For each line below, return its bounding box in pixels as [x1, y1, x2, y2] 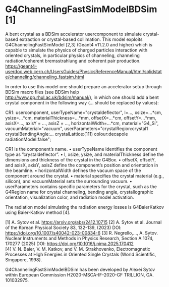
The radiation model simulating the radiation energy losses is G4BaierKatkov [5, 204, 164, 210]
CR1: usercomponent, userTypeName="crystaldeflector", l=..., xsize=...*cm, [5, 109, 162, 116]
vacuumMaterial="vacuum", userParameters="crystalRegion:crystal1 [5, 125, 148, 132]
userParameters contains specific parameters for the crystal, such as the [5, 183, 157, 190]
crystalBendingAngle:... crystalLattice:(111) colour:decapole [5, 131, 128, 137]
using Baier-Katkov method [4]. [5, 209, 71, 215]
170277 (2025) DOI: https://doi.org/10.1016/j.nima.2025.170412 [5, 241, 134, 247]
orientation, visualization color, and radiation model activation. [5, 194, 135, 200]
